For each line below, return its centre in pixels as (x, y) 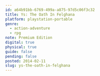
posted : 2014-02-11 (25, 61)
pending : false (21, 56)
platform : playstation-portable (39, 19)
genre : (12, 24)
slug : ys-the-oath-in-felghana (38, 65)
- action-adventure (30, 28)
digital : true (20, 42)
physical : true (21, 47)
